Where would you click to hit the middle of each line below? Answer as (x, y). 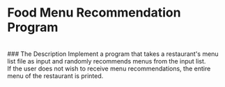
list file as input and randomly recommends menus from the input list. (107, 61)
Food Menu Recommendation (94, 13)
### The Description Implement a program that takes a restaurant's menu (113, 54)
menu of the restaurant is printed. (55, 76)
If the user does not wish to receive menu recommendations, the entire (109, 68)
